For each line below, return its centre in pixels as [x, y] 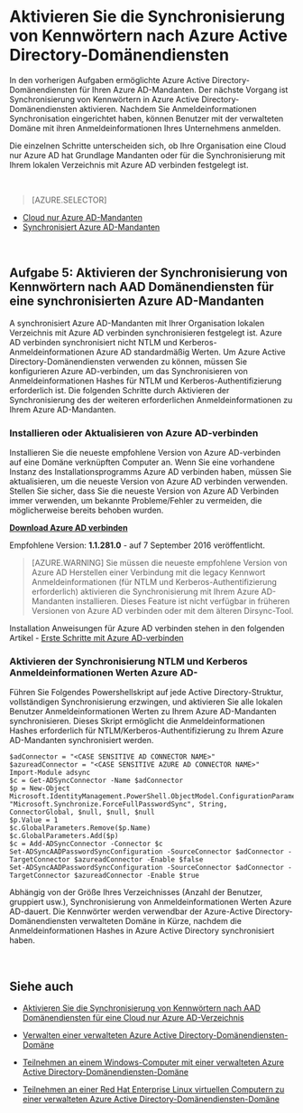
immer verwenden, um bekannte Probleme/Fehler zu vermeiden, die [136, 501]
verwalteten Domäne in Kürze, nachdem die [160, 921]
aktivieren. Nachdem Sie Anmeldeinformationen [168, 108]
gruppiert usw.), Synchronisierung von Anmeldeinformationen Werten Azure [151, 902]
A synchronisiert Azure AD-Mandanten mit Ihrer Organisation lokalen [137, 323]
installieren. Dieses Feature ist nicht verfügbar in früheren [183, 601]
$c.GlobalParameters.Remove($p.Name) [80, 828]
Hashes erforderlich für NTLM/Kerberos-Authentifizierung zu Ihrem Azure [147, 731]
